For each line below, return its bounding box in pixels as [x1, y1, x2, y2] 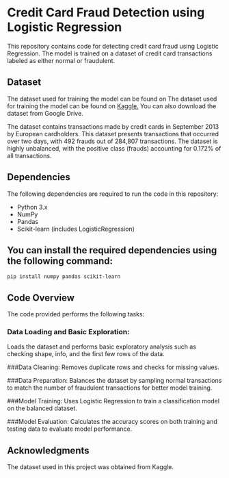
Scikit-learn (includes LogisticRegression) [16, 225, 135, 233]
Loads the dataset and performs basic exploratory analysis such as [7, 342, 197, 351]
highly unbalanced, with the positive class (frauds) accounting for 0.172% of [7, 144, 221, 152]
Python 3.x [16, 203, 48, 211]
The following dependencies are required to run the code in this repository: [7, 190, 219, 198]
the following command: [7, 255, 113, 266]
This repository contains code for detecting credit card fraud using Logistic [7, 42, 219, 50]
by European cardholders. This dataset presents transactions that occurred [7, 129, 219, 138]
